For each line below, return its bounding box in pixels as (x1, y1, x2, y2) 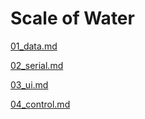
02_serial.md (10, 59, 64, 71)
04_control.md (10, 98, 71, 110)
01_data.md (10, 40, 58, 52)
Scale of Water (10, 7, 135, 30)
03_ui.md (10, 78, 49, 91)
